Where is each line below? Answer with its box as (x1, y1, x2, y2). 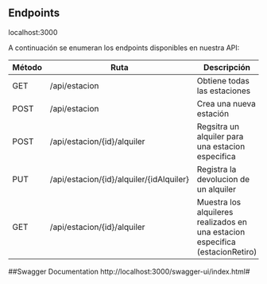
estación (196, 107, 229, 119)
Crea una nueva (196, 98, 257, 109)
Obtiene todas (196, 75, 250, 86)
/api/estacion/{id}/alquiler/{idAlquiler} (49, 173, 189, 185)
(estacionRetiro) (196, 246, 257, 257)
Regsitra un (196, 121, 240, 132)
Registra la (196, 163, 237, 174)
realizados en (196, 216, 248, 228)
